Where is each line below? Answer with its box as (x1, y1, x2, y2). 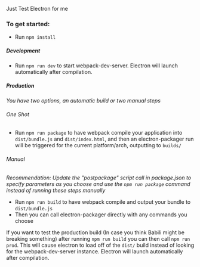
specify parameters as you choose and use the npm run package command (6, 180, 190, 187)
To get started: (6, 20, 50, 28)
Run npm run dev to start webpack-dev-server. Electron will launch (14, 62, 178, 69)
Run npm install (14, 33, 56, 41)
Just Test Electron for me (6, 5, 69, 12)
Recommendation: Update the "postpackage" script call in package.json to (6, 174, 192, 181)
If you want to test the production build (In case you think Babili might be (6, 229, 185, 236)
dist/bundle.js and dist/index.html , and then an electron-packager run (14, 135, 194, 142)
